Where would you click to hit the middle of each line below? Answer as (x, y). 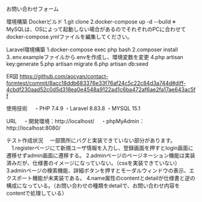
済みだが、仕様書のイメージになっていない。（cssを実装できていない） (93, 163)
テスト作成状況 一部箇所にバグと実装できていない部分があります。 (91, 140)
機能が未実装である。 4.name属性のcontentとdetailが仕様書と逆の (114, 178)
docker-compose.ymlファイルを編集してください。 (69, 37)
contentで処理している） (37, 193)
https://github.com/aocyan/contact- (64, 76)
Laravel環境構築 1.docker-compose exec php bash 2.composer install (92, 49)
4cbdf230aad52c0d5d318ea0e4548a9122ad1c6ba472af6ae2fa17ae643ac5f (101, 90)
